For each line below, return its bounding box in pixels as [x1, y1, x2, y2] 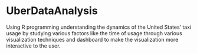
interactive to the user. [6, 42, 61, 49]
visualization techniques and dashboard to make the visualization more [6, 36, 179, 43]
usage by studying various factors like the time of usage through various [6, 29, 183, 36]
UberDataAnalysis [6, 4, 98, 18]
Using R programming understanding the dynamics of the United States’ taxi [6, 23, 192, 31]
